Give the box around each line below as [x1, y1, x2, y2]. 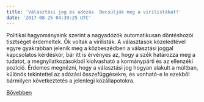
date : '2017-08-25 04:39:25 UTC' [6, 15, 92, 21]
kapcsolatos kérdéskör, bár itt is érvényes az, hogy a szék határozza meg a [6, 51, 195, 58]
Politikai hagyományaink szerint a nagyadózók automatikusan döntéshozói [6, 31, 194, 38]
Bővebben [6, 89, 32, 96]
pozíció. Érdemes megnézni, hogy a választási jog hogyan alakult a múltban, [6, 64, 199, 71]
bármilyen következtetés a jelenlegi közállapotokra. [6, 77, 135, 84]
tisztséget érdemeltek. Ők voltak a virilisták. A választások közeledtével [6, 38, 186, 45]
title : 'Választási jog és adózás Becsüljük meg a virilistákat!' [6, 9, 182, 15]
